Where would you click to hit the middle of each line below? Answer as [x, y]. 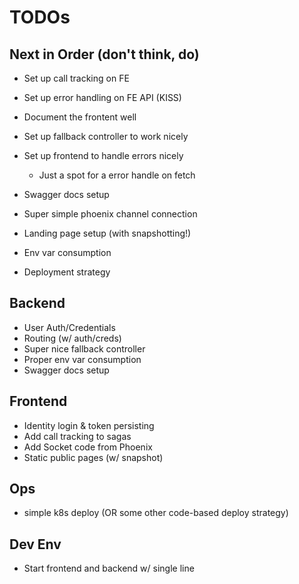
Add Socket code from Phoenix [88, 447]
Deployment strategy [67, 272]
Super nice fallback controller [84, 348]
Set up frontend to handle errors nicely [103, 155]
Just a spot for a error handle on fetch [117, 175]
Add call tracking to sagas [77, 436]
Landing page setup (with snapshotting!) [107, 233]
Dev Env [35, 544]
